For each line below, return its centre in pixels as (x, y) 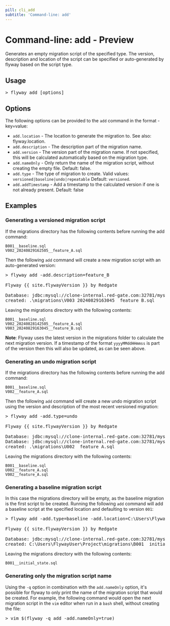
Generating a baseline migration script (54, 487)
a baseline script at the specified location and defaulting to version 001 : (79, 509)
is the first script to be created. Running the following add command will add (84, 504)
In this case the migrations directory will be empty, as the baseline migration (85, 499)
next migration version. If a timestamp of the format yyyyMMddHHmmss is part (82, 343)
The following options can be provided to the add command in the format (81, 121)
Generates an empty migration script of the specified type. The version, (80, 54)
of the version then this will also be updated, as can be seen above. (75, 348)
